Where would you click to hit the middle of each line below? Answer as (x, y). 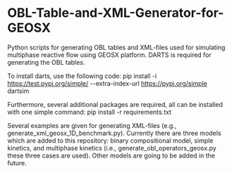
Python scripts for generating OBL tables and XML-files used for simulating (116, 47)
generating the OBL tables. (46, 62)
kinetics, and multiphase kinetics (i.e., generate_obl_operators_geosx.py (112, 148)
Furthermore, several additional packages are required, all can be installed (115, 104)
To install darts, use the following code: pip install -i (82, 76)
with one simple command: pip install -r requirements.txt (89, 112)
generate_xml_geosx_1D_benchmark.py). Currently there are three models (114, 133)
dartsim (18, 91)
